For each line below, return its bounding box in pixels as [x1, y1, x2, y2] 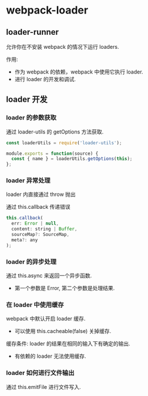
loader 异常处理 [6, 177, 51, 185]
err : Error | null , [11, 221, 59, 227]
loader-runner [6, 27, 59, 37]
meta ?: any [11, 237, 38, 243]
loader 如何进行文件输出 [6, 369, 75, 377]
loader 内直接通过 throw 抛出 [6, 191, 76, 198]
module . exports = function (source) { [6, 151, 99, 157]
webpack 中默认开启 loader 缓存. [6, 315, 86, 322]
